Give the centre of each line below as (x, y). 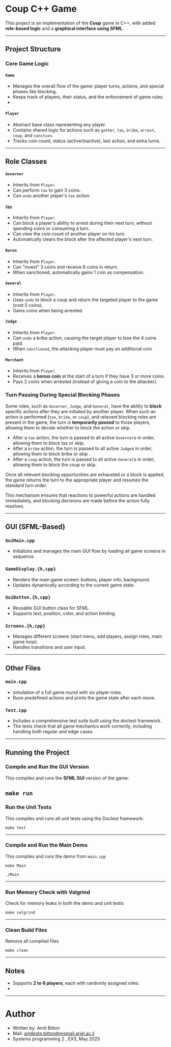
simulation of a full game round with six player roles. (67, 692)
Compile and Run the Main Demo (47, 845)
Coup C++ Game (41, 9)
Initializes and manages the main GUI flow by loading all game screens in (89, 551)
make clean (17, 951)
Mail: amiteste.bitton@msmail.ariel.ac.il (53, 1033)
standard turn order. (26, 485)
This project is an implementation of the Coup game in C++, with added (80, 23)
